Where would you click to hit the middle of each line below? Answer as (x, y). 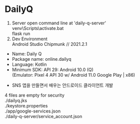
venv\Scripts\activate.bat (38, 28)
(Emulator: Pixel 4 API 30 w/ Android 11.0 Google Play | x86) (73, 75)
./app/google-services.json (33, 111)
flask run (21, 33)
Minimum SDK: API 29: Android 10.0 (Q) (52, 69)
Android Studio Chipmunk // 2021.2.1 (49, 44)
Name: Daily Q (27, 54)
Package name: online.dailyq (41, 59)
